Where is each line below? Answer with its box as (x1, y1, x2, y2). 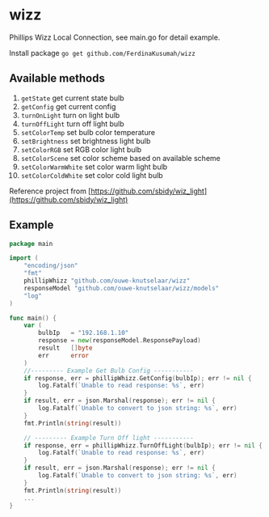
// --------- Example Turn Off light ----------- (23, 434, 195, 442)
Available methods (9, 71, 106, 86)
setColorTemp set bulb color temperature (20, 127, 156, 137)
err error (38, 351, 90, 359)
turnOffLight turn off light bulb (20, 119, 124, 129)
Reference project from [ (9, 186, 91, 196)
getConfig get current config (20, 101, 116, 111)
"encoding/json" (23, 261, 79, 270)
